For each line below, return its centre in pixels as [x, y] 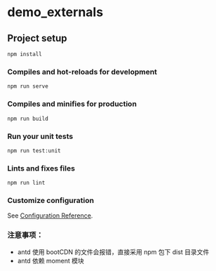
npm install [25, 54]
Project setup [38, 38]
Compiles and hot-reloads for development [82, 72]
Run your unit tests [40, 136]
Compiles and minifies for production [72, 104]
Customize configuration [51, 201]
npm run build [28, 119]
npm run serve [28, 86]
